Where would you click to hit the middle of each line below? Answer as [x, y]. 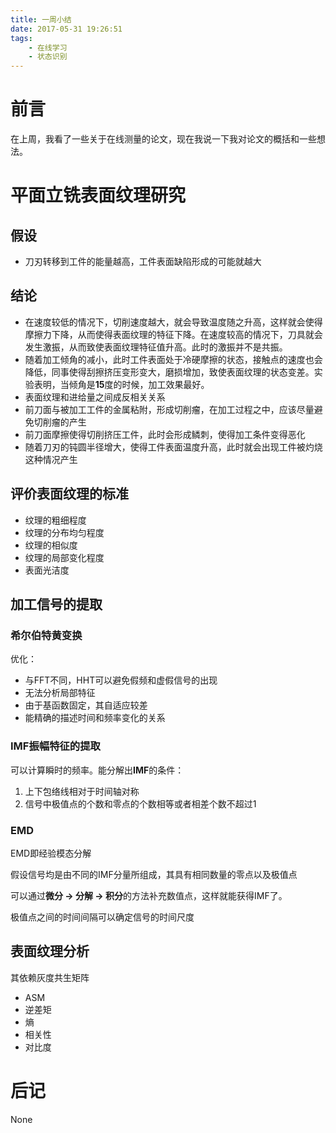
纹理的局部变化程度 [64, 557]
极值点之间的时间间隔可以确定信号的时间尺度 [102, 917]
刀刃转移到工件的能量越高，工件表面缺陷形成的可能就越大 [143, 262]
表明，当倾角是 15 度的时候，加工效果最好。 [121, 384]
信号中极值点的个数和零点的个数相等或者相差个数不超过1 [140, 803]
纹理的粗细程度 [55, 520]
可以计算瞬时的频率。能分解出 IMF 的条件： [97, 770]
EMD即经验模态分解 [51, 853]
